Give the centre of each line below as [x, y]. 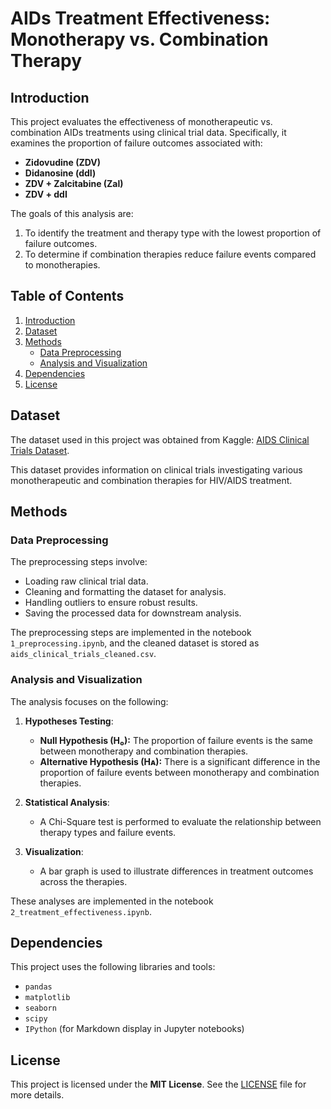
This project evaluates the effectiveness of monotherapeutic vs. [141, 121]
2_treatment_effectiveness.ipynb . [81, 911]
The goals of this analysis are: [72, 213]
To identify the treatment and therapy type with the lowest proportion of [173, 233]
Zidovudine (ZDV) [62, 162]
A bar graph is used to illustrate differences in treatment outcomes [176, 871]
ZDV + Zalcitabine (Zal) [74, 183]
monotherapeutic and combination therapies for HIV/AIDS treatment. [151, 480]
